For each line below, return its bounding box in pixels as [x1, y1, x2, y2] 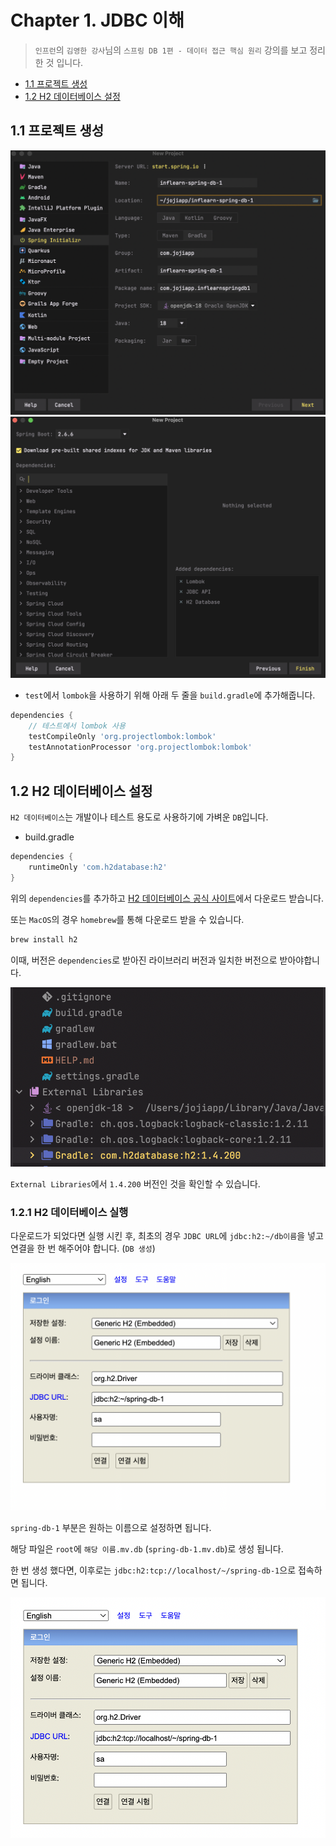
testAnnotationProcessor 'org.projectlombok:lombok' [28, 742, 253, 752]
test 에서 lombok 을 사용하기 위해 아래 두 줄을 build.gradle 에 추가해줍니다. [24, 689, 316, 701]
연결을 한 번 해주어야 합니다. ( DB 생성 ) [10, 1242, 156, 1255]
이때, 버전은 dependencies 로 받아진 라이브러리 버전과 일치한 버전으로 [10, 954, 278, 966]
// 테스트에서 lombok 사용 [28, 721, 126, 731]
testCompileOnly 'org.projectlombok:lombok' [28, 731, 217, 741]
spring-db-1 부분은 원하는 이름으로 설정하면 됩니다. [10, 1521, 212, 1533]
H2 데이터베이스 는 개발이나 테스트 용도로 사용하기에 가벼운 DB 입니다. [10, 811, 269, 823]
